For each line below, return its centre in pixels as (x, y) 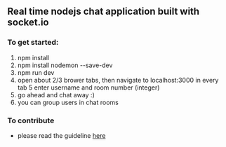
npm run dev (36, 72)
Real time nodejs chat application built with (104, 12)
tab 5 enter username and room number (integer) (88, 87)
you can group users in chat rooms (68, 102)
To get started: (33, 43)
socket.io (28, 23)
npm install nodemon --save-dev (65, 65)
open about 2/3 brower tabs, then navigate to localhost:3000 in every (118, 80)
